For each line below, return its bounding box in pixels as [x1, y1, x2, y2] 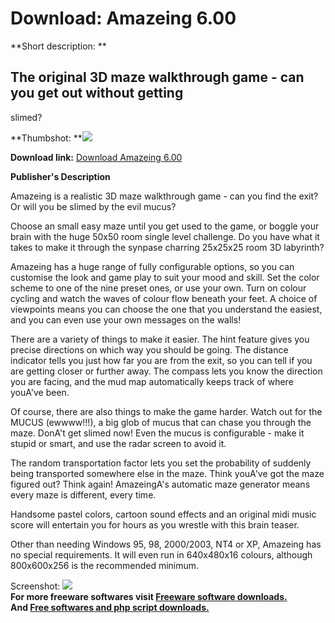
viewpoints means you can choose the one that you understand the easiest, [10, 303, 323, 315]
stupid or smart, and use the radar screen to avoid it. [10, 437, 227, 449]
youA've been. [10, 386, 70, 398]
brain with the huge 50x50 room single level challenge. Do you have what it [10, 230, 320, 242]
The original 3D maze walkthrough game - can [10, 69, 305, 86]
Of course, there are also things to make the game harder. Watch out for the [10, 405, 323, 417]
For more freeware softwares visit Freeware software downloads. [10, 590, 288, 602]
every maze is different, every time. [10, 488, 157, 501]
